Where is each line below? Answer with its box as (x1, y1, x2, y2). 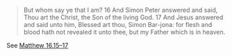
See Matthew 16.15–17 (6, 41, 69, 49)
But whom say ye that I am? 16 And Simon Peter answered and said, (23, 6, 218, 14)
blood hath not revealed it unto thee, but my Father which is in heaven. (23, 28, 226, 36)
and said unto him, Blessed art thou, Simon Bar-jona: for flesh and (23, 21, 213, 28)
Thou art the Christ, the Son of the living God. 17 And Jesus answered (23, 13, 224, 21)
